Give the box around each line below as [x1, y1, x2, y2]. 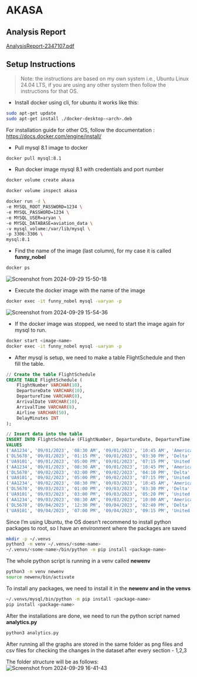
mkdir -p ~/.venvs [6, 535, 51, 542]
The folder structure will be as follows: [6, 658, 98, 665]
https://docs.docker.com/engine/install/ [6, 133, 101, 140]
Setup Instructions [6, 59, 76, 69]
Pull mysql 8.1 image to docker [14, 144, 88, 151]
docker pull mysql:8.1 [6, 155, 62, 161]
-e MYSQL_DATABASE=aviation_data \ [6, 220, 93, 226]
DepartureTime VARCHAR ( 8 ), [16, 393, 83, 399]
